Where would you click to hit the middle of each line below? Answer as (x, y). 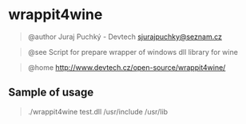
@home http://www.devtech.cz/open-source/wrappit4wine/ (127, 67)
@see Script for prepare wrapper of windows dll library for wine (133, 52)
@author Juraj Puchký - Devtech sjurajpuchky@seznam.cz (125, 37)
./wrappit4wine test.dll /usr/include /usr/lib (98, 111)
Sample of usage (51, 93)
